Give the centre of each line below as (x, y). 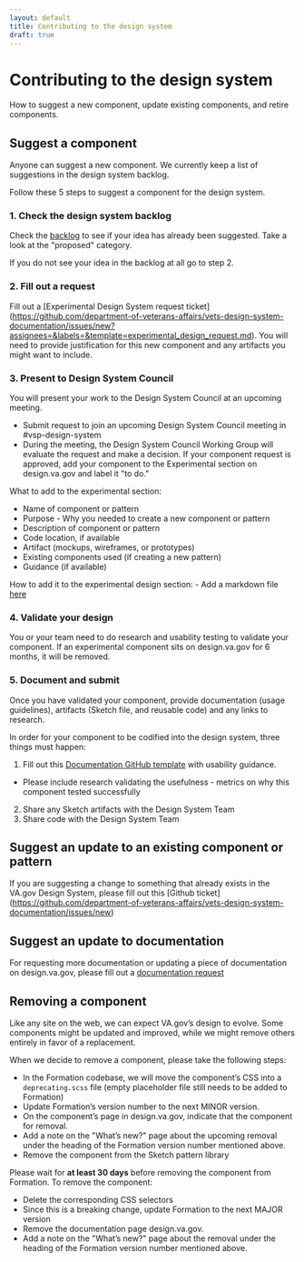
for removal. (45, 1126)
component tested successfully (81, 791)
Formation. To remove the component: (81, 1182)
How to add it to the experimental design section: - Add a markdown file (144, 585)
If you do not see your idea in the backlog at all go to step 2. (122, 263)
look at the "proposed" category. (71, 245)
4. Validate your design (61, 617)
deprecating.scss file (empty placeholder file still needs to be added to (155, 1087)
